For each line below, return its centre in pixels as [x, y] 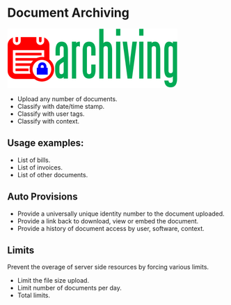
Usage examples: [46, 143]
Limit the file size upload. [53, 281]
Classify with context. [48, 121]
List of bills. [34, 160]
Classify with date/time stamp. [61, 106]
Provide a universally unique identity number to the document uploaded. [121, 214]
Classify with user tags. [51, 114]
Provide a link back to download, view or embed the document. [108, 221]
